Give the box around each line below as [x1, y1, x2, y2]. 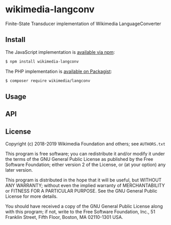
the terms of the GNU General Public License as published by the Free [5, 156, 154, 162]
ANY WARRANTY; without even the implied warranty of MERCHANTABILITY [5, 182, 165, 189]
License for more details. [5, 193, 58, 199]
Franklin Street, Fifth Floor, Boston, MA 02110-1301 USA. [5, 214, 123, 220]
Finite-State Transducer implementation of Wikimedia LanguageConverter [5, 21, 161, 27]
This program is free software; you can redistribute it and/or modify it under [5, 151, 165, 157]
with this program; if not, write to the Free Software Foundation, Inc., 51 [5, 209, 155, 215]
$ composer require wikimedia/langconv [5, 78, 91, 83]
